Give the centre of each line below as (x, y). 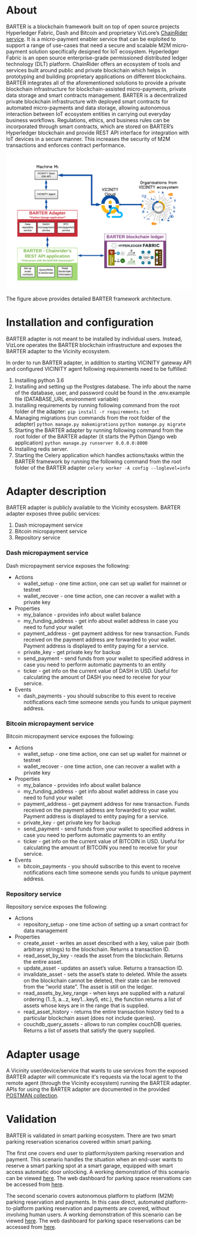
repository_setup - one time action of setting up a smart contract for (106, 925)
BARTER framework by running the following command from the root (98, 461)
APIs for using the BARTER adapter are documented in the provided (88, 1089)
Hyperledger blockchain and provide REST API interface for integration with (98, 132)
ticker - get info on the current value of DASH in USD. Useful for (101, 671)
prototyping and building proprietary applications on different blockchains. (96, 76)
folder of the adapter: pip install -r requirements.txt (82, 411)
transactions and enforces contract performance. (66, 145)
